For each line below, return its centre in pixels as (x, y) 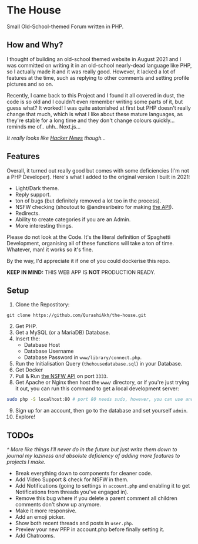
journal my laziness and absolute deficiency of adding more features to (93, 456)
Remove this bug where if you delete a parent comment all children (96, 498)
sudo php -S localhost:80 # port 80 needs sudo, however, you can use (95, 400)
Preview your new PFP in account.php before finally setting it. (90, 529)
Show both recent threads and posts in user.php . (74, 523)
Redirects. (27, 213)
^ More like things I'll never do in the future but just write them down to (92, 450)
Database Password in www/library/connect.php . (83, 357)
